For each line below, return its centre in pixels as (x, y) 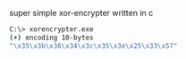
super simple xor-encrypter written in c (81, 13)
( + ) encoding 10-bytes (51, 38)
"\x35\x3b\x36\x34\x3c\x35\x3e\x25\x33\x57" (93, 46)
